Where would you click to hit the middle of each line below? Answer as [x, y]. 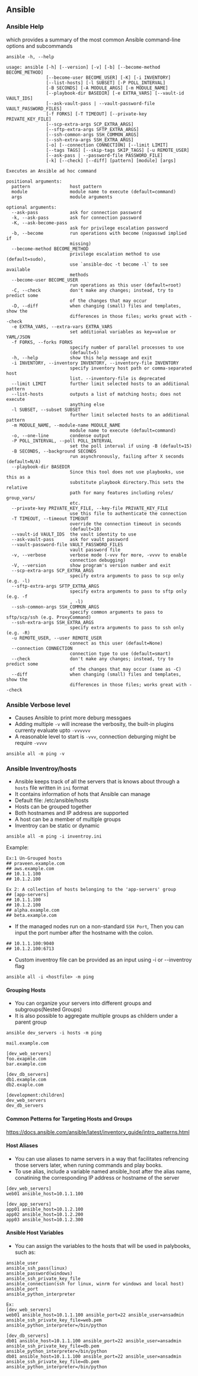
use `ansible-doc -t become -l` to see [119, 264]
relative [17, 488]
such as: [25, 1252]
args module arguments [62, 197]
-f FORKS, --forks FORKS [42, 342]
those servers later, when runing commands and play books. [89, 1165]
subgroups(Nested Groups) [48, 1009]
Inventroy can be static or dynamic [57, 826]
